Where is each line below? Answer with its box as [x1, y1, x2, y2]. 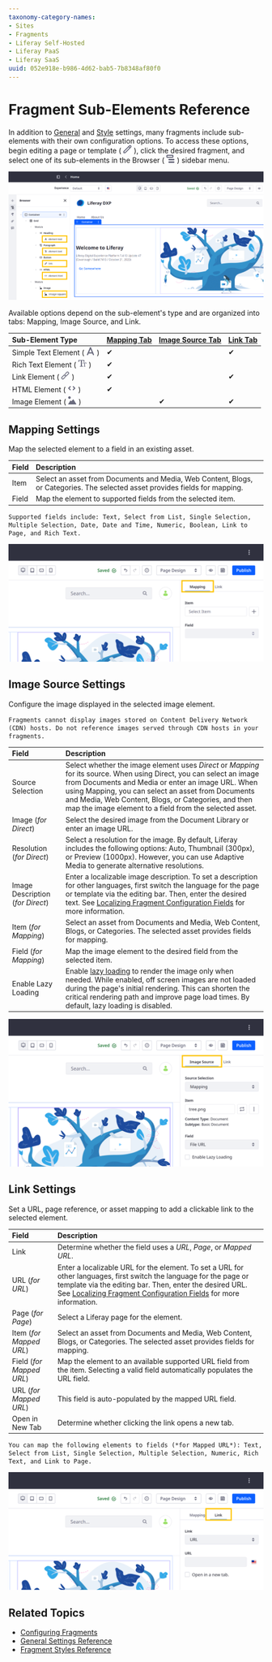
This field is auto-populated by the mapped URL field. [57, 1393, 236, 1404]
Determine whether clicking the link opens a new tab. [57, 1418, 235, 1428]
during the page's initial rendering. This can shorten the [65, 983, 250, 993]
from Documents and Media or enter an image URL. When [65, 778, 258, 788]
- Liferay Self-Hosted [8, 39, 85, 47]
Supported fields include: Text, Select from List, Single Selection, [8, 512, 252, 521]
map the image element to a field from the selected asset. [65, 804, 257, 814]
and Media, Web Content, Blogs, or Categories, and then [65, 795, 253, 805]
